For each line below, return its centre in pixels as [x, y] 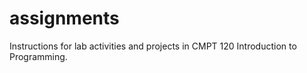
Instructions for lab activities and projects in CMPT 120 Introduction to [153, 46]
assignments [64, 18]
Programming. [38, 56]
